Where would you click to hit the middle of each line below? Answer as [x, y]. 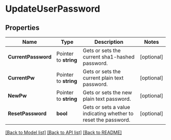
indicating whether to [108, 114]
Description [109, 42]
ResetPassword [27, 114]
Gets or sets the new [107, 92]
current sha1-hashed [109, 57]
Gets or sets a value [107, 107]
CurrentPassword [30, 57]
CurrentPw [21, 78]
